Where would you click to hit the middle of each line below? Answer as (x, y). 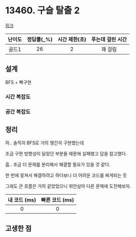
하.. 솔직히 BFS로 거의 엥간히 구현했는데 (45, 143)
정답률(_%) (40, 39)
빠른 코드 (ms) (58, 200)
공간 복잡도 (18, 112)
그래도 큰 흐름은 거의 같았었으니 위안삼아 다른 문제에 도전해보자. (68, 186)
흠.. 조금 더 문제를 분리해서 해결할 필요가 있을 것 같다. (58, 165)
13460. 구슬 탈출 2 (43, 10)
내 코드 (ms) (22, 200)
